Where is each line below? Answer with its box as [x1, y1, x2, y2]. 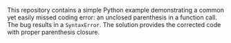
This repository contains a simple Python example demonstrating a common [7, 6, 225, 14]
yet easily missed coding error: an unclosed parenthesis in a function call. [7, 13, 218, 21]
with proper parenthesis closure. [7, 28, 100, 36]
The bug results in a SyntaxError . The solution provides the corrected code [7, 21, 221, 28]
